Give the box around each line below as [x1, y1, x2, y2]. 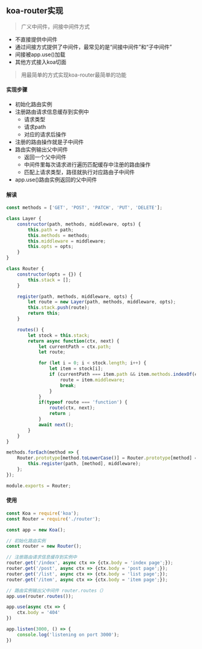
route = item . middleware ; [60, 376, 125, 383]
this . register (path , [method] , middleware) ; [28, 461, 141, 467]
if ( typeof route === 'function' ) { [38, 399, 128, 405]
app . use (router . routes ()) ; [6, 593, 74, 599]
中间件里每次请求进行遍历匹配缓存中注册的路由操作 [23, 161, 151, 168]
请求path [23, 123, 46, 131]
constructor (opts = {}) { [17, 271, 82, 277]
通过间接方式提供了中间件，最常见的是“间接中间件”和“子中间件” [14, 43, 173, 50]
